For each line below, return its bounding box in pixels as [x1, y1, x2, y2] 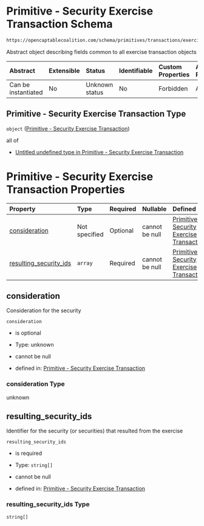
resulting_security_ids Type [6, 500, 90, 508]
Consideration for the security [6, 307, 81, 314]
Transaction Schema [6, 17, 114, 31]
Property [9, 205, 36, 213]
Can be [9, 80, 30, 89]
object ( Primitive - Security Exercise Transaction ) [6, 125, 130, 132]
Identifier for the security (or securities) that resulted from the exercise [6, 427, 183, 435]
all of [6, 137, 19, 144]
